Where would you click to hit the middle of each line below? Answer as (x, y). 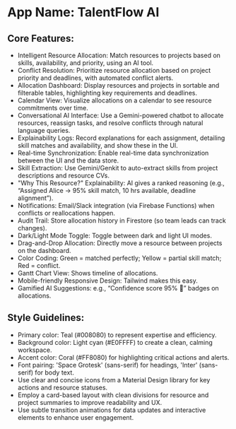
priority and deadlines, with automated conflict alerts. (95, 78)
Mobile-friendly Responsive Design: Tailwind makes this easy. (107, 281)
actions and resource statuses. (63, 387)
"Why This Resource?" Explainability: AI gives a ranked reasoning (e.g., (121, 183)
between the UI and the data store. (68, 160)
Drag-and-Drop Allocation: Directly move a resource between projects (120, 243)
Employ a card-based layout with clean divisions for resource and (113, 395)
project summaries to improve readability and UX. (90, 402)
